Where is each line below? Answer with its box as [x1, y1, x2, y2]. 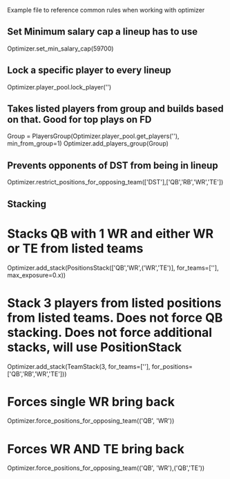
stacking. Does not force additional [7, 324, 213, 340]
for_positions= [151, 362, 193, 370]
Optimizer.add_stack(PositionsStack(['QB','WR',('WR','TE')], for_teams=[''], [7, 263, 219, 272]
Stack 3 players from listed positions [7, 295, 222, 311]
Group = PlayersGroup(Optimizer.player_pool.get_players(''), [7, 132, 180, 141]
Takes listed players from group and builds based [7, 103, 224, 115]
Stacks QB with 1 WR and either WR [7, 225, 214, 241]
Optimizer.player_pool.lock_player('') [7, 82, 112, 91]
